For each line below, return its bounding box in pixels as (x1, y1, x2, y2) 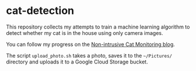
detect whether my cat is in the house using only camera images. (6, 29, 164, 36)
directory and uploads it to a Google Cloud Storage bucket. (6, 58, 148, 65)
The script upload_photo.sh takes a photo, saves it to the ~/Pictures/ (6, 52, 173, 59)
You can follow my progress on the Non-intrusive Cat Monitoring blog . (6, 41, 176, 48)
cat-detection (6, 4, 74, 17)
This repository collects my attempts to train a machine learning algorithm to (6, 23, 190, 30)
